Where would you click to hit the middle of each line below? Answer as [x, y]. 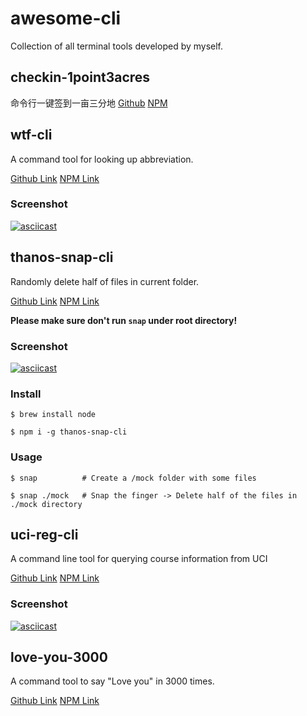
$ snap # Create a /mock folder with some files [133, 478]
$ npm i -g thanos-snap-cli [69, 432]
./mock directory [46, 504]
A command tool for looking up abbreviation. [102, 159]
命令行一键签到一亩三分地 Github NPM [89, 103]
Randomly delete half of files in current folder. [105, 281]
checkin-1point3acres [80, 77]
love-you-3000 [59, 657]
